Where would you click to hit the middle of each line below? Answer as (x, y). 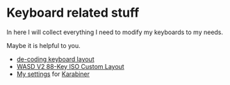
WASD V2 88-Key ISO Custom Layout (70, 66)
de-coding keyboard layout (55, 59)
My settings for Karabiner (53, 74)
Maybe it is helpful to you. (43, 45)
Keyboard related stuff (73, 13)
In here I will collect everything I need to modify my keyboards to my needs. (115, 32)
